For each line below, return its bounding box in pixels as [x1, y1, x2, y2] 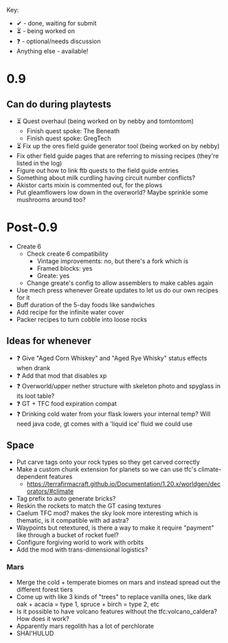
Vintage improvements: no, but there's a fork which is [36, 257, 189, 265]
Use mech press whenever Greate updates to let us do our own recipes [16, 286, 219, 294]
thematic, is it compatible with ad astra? [16, 516, 129, 524]
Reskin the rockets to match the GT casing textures [16, 501, 161, 510]
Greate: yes [36, 271, 70, 280]
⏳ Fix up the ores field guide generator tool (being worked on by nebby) [16, 142, 220, 150]
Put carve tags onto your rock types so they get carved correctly [16, 458, 201, 466]
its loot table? [16, 392, 55, 400]
